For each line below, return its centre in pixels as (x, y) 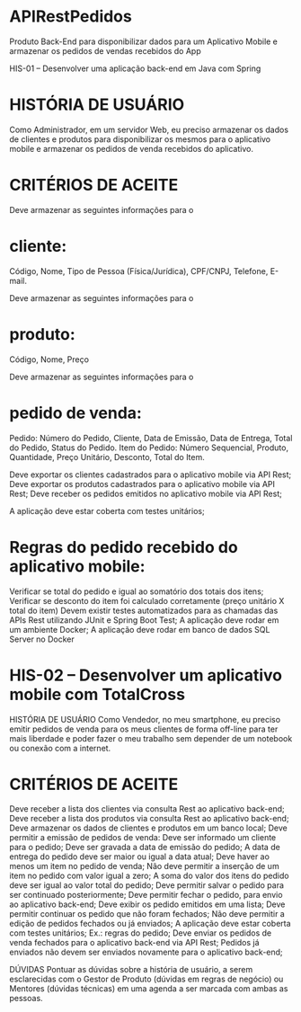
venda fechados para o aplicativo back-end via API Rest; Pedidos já (134, 943)
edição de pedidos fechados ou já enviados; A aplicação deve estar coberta (150, 924)
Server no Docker (42, 639)
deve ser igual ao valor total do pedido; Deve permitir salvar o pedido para (147, 885)
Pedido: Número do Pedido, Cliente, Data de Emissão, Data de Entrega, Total (151, 438)
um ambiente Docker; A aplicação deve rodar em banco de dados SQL (140, 629)
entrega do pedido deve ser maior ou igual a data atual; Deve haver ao (139, 857)
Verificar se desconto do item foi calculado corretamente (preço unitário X (147, 600)
